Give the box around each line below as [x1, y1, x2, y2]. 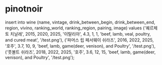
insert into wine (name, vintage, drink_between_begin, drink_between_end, [5, 19, 156, 25]
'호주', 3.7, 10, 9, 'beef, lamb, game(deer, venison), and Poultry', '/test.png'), [5, 43, 156, 49]
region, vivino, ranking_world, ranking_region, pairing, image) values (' [5, 25, 146, 31]
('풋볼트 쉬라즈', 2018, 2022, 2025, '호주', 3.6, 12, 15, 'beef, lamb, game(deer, [5, 49, 156, 55]
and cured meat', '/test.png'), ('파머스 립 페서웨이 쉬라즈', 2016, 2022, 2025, [5, 37, 154, 43]
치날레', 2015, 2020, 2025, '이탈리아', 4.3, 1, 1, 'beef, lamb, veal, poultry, [10, 31, 151, 37]
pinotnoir [5, 3, 43, 14]
